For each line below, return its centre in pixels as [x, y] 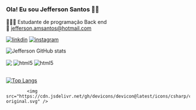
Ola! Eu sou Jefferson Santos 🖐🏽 [52, 9]
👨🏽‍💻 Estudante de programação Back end [56, 22]
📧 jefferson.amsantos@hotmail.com [49, 28]
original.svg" [23, 101]
